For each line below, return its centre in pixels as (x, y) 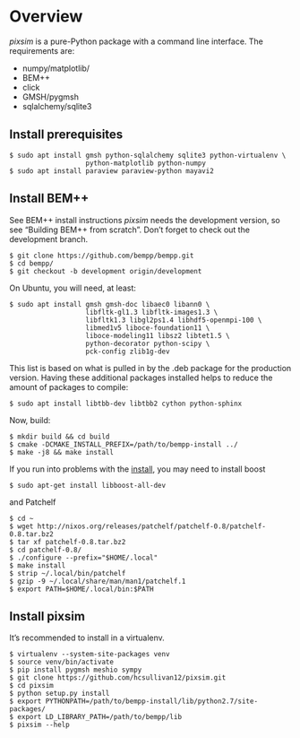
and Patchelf (33, 502)
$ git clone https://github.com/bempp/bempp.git (102, 256)
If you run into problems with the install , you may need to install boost (137, 469)
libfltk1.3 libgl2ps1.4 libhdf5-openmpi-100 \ (174, 320)
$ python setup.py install (60, 694)
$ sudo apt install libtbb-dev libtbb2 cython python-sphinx (126, 404)
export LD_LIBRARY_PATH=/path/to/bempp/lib (99, 717)
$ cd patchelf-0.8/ (46, 550)
